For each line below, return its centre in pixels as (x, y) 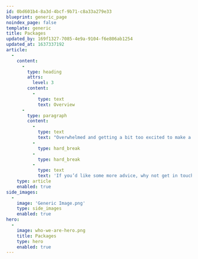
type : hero (30, 241)
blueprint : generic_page (37, 17)
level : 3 (43, 83)
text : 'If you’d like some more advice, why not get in (108, 176)
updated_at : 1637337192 (35, 45)
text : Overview (56, 104)
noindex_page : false (32, 22)
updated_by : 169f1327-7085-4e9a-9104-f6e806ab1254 (70, 39)
